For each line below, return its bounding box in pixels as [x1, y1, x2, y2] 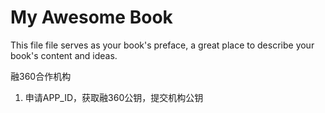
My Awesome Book [10, 6, 173, 29]
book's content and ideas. [10, 49, 118, 61]
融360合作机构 [10, 70, 72, 82]
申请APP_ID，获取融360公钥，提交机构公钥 [24, 91, 204, 103]
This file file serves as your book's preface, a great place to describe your [10, 39, 315, 51]
